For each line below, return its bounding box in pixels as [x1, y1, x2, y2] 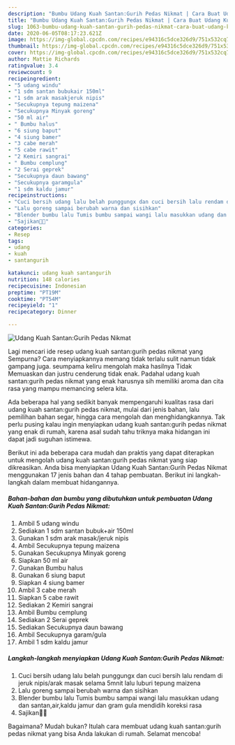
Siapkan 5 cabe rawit [17, 593, 79, 601]
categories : [8, 224, 43, 231]
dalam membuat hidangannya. [31, 478, 119, 486]
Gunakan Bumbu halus [17, 563, 84, 572]
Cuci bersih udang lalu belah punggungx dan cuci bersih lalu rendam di [17, 671, 223, 679]
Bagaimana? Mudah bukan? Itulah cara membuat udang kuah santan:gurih [8, 722, 222, 730]
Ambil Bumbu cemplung [17, 608, 88, 617]
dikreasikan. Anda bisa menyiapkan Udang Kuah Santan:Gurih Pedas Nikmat [8, 464, 227, 471]
